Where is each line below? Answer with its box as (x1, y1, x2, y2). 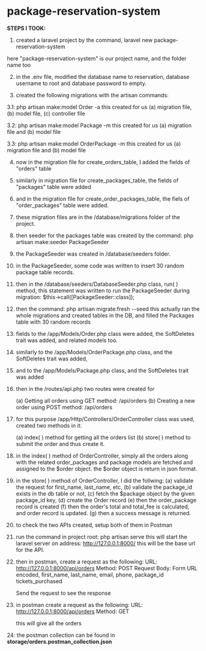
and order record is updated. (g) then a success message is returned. (15, 509, 191, 516)
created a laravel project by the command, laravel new (15, 36, 153, 43)
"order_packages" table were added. (15, 201, 109, 209)
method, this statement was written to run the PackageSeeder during (15, 286, 190, 294)
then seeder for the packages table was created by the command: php (15, 231, 194, 239)
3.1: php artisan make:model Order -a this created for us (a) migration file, (7, 103, 192, 111)
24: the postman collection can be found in (7, 631, 116, 639)
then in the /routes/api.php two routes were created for (15, 385, 155, 392)
